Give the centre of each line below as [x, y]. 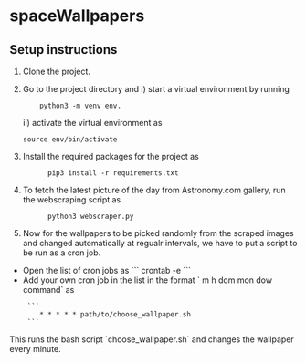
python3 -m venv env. [80, 106]
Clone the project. [57, 71]
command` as [48, 290]
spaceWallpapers [77, 16]
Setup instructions [63, 50]
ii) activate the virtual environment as [92, 123]
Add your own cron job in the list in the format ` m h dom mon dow [147, 280]
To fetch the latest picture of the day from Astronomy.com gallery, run [154, 190]
